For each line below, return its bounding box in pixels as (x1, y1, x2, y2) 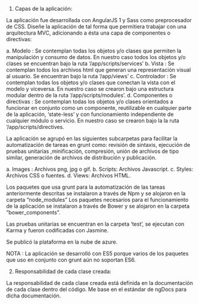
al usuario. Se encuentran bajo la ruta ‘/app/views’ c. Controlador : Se (6, 73, 177, 79)
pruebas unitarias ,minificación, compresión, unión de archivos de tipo (6, 148, 179, 155)
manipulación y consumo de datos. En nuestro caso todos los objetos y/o (6, 54, 186, 60)
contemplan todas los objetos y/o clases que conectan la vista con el (6, 79, 176, 86)
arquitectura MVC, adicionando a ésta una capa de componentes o (6, 29, 171, 36)
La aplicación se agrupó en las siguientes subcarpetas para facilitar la (6, 135, 178, 142)
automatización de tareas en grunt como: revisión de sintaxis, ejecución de (6, 142, 191, 148)
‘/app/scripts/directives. (6, 124, 64, 130)
